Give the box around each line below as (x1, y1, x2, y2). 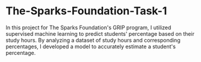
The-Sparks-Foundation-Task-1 (5, 4, 167, 18)
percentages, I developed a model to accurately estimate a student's (5, 43, 176, 50)
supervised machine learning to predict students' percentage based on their (5, 30, 195, 37)
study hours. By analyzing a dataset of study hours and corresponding (5, 36, 181, 44)
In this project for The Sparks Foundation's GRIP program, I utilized (5, 24, 172, 31)
